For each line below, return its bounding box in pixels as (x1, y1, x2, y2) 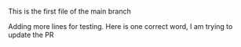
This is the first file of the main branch (8, 7, 131, 16)
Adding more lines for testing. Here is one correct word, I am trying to (8, 22, 233, 31)
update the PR (8, 31, 54, 39)
